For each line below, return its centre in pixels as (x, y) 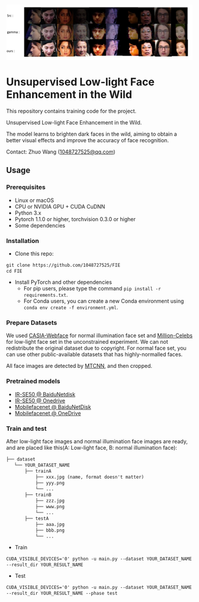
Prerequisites (26, 187)
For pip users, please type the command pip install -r (92, 289)
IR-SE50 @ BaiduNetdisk (45, 394)
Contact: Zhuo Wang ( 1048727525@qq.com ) (61, 152)
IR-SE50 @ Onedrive (40, 401)
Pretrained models (33, 382)
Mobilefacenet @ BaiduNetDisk (53, 406)
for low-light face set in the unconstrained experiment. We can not (87, 342)
